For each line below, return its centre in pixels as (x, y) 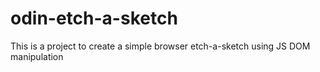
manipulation (37, 56)
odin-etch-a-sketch (94, 18)
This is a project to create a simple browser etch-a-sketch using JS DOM (160, 46)
